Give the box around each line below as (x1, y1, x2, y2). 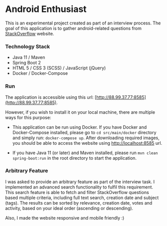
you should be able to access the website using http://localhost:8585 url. (12, 140, 163, 146)
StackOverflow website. (5, 30, 54, 36)
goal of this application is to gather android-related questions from (5, 25, 142, 31)
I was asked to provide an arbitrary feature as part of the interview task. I (5, 179, 155, 185)
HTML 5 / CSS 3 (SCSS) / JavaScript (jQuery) (12, 65, 106, 71)
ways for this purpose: (5, 114, 51, 120)
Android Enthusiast (5, 3, 87, 15)
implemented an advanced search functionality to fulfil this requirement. (5, 184, 154, 190)
